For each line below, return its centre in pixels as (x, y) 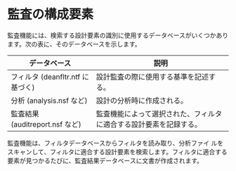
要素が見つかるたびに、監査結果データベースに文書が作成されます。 (105, 160)
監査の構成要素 (51, 14)
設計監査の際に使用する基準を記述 (152, 77)
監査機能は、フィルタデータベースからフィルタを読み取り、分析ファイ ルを (116, 143)
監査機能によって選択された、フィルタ (159, 113)
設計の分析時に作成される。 (142, 101)
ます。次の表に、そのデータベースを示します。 (74, 44)
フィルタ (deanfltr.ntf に (50, 77)
